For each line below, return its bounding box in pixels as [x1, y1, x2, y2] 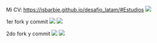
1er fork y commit [6, 18, 49, 25]
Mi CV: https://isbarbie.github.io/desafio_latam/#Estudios [6, 6, 145, 13]
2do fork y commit [6, 30, 51, 37]
